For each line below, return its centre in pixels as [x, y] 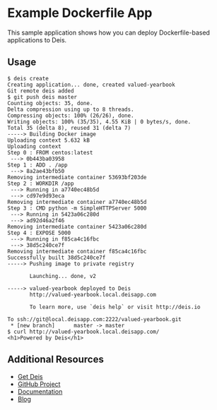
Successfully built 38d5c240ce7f [57, 258]
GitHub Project [39, 384]
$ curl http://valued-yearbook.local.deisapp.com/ [83, 332]
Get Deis [30, 376]
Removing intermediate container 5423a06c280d [77, 227]
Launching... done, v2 [63, 276]
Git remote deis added [41, 91]
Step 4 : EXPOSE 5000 [39, 233]
